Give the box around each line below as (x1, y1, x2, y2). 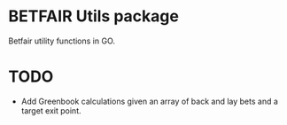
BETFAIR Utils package (8, 6, 179, 27)
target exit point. (20, 105, 81, 116)
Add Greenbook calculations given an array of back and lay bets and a (20, 96, 278, 106)
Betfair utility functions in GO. (8, 35, 116, 46)
